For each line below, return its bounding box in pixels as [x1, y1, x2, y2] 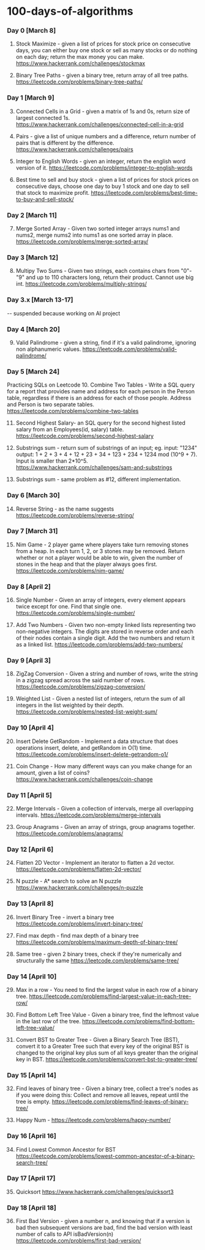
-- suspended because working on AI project [7, 309, 121, 317]
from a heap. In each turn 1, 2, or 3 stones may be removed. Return [15, 547, 185, 554]
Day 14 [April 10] [7, 972, 57, 981]
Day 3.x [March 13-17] [7, 296, 73, 304]
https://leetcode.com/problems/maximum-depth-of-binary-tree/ [15, 938, 178, 946]
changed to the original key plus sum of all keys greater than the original [15, 1049, 198, 1056]
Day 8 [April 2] [7, 582, 51, 591]
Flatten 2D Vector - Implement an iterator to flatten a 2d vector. [15, 859, 175, 867]
